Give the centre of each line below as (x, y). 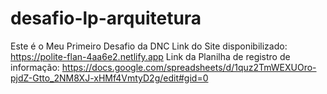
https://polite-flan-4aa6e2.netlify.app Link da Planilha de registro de (150, 56)
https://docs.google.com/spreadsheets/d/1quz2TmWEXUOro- (189, 67)
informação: (35, 67)
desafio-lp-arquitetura (106, 18)
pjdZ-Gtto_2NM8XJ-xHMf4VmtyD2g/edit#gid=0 (109, 78)
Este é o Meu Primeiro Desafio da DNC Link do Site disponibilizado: (149, 46)
